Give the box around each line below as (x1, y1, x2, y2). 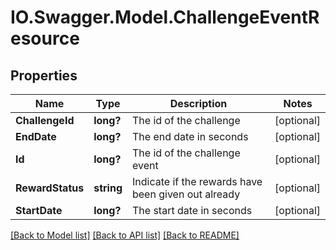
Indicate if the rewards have (131, 175, 263, 188)
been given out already (131, 187, 241, 201)
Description (169, 97, 228, 110)
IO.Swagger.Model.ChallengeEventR (10, 6, 320, 29)
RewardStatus (15, 181, 85, 195)
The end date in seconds (131, 130, 249, 143)
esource (10, 27, 80, 50)
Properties (10, 67, 78, 84)
